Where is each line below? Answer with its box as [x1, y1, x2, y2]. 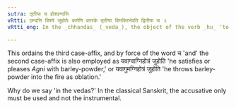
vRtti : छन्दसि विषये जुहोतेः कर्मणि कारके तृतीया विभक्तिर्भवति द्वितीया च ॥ [7, 17, 167, 24]
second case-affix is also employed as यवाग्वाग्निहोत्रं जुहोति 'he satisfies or [7, 57, 211, 66]
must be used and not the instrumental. [7, 94, 122, 102]
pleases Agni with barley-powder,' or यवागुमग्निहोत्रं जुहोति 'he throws [7, 65, 193, 73]
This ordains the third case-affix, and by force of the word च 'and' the [7, 49, 209, 57]
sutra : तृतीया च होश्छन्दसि [7, 10, 69, 18]
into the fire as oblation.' [30, 73, 102, 81]
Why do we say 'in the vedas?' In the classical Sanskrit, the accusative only [7, 86, 227, 95]
